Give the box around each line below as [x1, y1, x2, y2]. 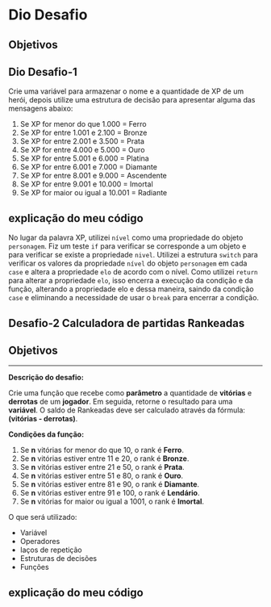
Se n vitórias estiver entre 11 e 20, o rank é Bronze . [19, 454, 190, 463]
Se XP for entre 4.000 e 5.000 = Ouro [19, 145, 145, 155]
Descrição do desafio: [8, 373, 85, 383]
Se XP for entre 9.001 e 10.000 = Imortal [19, 179, 153, 189]
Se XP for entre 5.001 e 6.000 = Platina [19, 153, 149, 163]
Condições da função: [8, 429, 85, 439]
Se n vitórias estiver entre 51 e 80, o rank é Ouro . [19, 471, 184, 481]
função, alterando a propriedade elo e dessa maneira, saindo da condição [8, 284, 254, 294]
